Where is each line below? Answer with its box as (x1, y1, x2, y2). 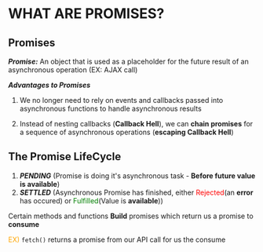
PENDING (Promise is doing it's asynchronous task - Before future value (19, 170, 256, 181)
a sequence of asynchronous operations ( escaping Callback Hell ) (19, 127, 234, 137)
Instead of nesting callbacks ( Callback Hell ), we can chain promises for (19, 119, 254, 128)
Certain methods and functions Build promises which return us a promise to (8, 211, 254, 221)
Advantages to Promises (8, 80, 91, 89)
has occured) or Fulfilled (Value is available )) (19, 195, 163, 205)
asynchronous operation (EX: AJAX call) (8, 65, 138, 75)
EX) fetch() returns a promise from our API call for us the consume (8, 235, 226, 244)
